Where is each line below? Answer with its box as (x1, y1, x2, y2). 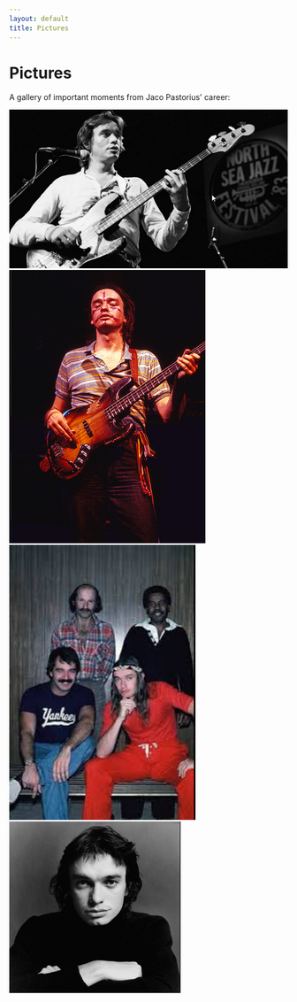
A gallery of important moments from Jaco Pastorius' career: (9, 92, 231, 103)
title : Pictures (9, 23, 69, 33)
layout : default (9, 14, 69, 23)
